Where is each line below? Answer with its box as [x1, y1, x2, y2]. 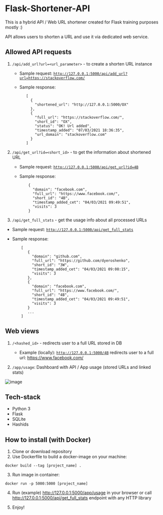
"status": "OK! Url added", [35, 123, 91, 129]
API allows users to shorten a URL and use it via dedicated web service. [5, 34, 149, 40]
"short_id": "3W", [32, 262, 69, 267]
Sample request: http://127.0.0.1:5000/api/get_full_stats [12, 226, 134, 232]
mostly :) [5, 24, 23, 30]
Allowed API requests [5, 48, 72, 56]
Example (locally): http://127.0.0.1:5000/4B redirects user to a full [19, 349, 154, 355]
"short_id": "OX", [35, 119, 72, 124]
